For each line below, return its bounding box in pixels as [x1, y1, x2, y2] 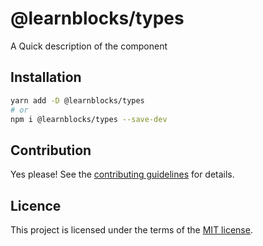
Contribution [10, 142, 92, 159]
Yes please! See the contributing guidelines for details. [10, 168, 235, 181]
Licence [10, 197, 62, 214]
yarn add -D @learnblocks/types [10, 95, 145, 106]
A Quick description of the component [10, 40, 168, 52]
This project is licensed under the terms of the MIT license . [10, 224, 253, 236]
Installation [10, 69, 82, 86]
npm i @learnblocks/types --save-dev [10, 114, 168, 124]
